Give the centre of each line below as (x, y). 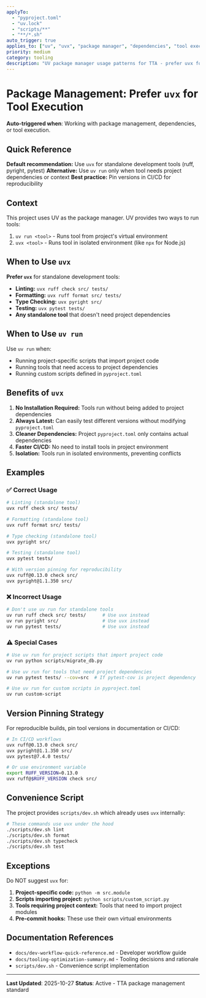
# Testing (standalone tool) (44, 553)
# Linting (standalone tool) (44, 503)
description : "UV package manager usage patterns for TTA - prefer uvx (100, 63)
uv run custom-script (34, 694)
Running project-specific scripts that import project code (87, 360)
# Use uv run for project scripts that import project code (85, 655)
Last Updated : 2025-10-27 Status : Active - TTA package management (96, 983)
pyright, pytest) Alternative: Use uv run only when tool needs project (94, 171)
